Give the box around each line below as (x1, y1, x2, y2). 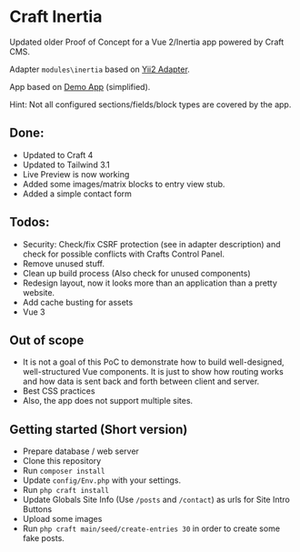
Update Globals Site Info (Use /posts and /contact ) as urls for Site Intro (22, 494, 291, 506)
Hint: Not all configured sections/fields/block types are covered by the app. (9, 98, 292, 110)
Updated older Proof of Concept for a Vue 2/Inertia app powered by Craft (9, 36, 285, 47)
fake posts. (22, 533, 65, 544)
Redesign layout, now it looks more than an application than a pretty (22, 277, 277, 288)
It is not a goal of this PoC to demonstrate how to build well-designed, (22, 356, 285, 367)
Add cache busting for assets (22, 296, 134, 307)
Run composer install (22, 466, 105, 477)
